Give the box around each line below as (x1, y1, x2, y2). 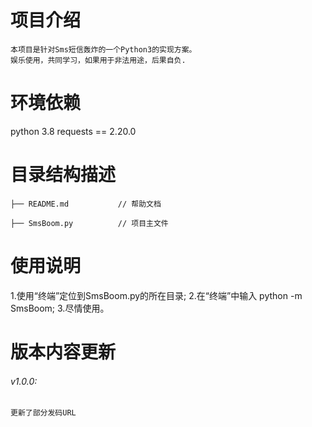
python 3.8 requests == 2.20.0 (10, 125, 137, 137)
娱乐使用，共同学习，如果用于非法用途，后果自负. (10, 55, 187, 65)
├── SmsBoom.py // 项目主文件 (10, 218, 169, 228)
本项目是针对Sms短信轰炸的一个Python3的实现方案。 (10, 44, 197, 55)
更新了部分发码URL (10, 408, 77, 418)
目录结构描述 (10, 164, 117, 186)
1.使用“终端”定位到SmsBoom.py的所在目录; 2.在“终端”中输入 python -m (10, 289, 303, 301)
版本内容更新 (10, 341, 117, 363)
